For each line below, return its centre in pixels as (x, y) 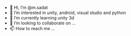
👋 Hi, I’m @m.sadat (29, 8)
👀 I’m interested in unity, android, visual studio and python (68, 13)
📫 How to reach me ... (32, 28)
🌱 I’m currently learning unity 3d (42, 18)
